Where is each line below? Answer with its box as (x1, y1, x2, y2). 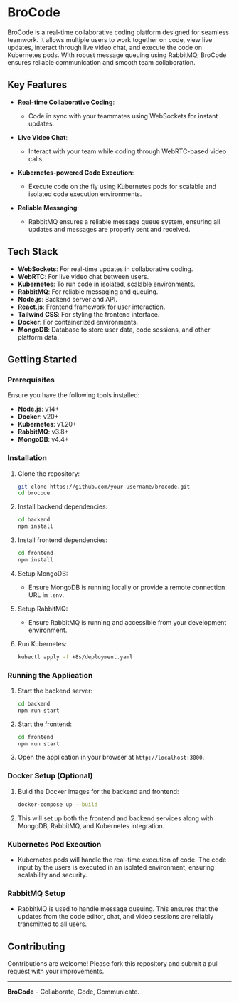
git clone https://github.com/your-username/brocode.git (17, 483, 191, 490)
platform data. (17, 332, 59, 341)
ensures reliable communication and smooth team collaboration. (7, 58, 196, 66)
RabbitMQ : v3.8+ (17, 427, 69, 436)
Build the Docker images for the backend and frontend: (17, 787, 179, 795)
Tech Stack (7, 245, 58, 258)
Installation (7, 453, 48, 463)
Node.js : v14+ (17, 404, 60, 414)
